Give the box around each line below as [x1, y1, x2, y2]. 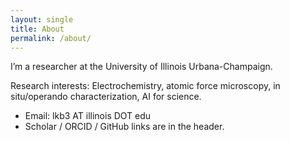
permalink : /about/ [10, 33, 92, 43]
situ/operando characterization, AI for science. [10, 91, 202, 103]
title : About [10, 24, 65, 34]
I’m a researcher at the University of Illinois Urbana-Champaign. [10, 61, 273, 73]
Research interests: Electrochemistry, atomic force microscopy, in [10, 80, 281, 92]
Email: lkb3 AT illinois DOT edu [24, 110, 152, 122]
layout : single [10, 14, 74, 25]
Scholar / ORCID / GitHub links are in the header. [24, 121, 225, 133]
